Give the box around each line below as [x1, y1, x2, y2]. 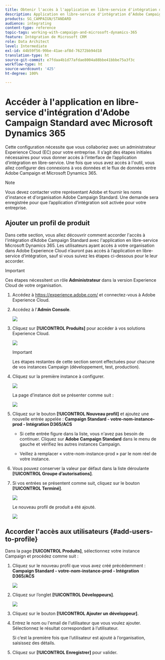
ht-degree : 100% [5, 71, 38, 76]
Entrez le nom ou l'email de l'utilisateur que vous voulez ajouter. [12, 620, 141, 626]
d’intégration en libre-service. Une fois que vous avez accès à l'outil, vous [5, 159, 155, 165]
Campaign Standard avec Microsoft [5, 117, 153, 129]
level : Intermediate [5, 44, 48, 49]
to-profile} [5, 535, 38, 544]
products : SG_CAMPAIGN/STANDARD [5, 16, 71, 21]
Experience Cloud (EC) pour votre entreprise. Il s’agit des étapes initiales [5, 149, 152, 155]
